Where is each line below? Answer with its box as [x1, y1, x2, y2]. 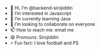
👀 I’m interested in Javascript [10, 10, 71, 16]
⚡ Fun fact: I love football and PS [10, 40, 79, 46]
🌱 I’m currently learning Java [10, 16, 71, 21]
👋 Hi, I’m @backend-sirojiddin [10, 5, 73, 11]
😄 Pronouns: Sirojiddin [10, 34, 59, 40]
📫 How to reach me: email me [10, 27, 74, 33]
